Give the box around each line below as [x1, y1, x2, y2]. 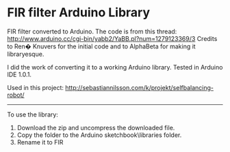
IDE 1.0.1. [7, 70, 32, 78]
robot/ [7, 91, 25, 99]
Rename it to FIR [16, 138, 64, 146]
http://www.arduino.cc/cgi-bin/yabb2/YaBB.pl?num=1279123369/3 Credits [7, 34, 218, 42]
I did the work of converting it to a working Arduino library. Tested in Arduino [7, 63, 223, 71]
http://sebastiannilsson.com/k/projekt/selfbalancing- [64, 83, 214, 91]
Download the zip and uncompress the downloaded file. [16, 123, 175, 132]
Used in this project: [7, 83, 64, 91]
